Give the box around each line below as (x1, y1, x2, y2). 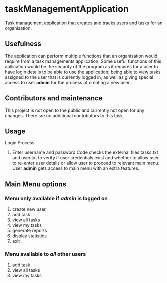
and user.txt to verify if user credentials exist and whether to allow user (12, 155, 159, 161)
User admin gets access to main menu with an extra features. (12, 165, 140, 171)
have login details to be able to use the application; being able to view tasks (5, 69, 161, 75)
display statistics (12, 233, 47, 239)
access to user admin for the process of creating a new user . (5, 79, 132, 85)
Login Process (5, 140, 35, 146)
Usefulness (5, 40, 41, 48)
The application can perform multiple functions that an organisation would (5, 53, 158, 59)
